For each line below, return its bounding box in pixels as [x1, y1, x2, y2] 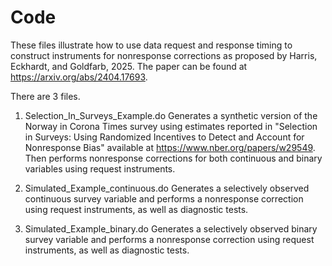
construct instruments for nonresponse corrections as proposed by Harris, [10, 49, 318, 61]
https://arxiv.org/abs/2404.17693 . [10, 71, 148, 83]
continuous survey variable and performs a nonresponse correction [24, 192, 304, 205]
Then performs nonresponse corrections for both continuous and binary [24, 152, 323, 164]
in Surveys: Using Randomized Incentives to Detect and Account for [24, 131, 305, 143]
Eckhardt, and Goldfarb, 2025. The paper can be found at [10, 60, 248, 72]
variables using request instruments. [24, 162, 176, 175]
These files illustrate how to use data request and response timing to [10, 39, 293, 51]
